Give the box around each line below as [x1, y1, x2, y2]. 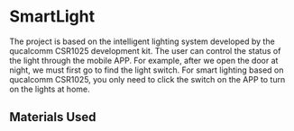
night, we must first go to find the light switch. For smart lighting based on [9, 65, 284, 75]
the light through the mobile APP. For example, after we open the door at [9, 55, 279, 65]
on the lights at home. [9, 83, 90, 94]
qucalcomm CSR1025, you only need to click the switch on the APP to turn [9, 74, 286, 84]
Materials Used [9, 109, 96, 125]
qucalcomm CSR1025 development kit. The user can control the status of [9, 45, 281, 56]
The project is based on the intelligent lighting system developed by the [9, 36, 275, 47]
